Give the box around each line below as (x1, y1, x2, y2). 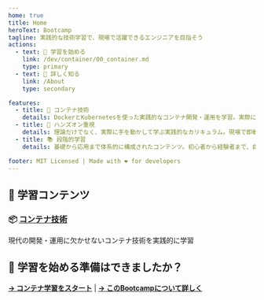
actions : (8, 41, 37, 49)
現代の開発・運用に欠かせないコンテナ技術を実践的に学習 (8, 235, 194, 245)
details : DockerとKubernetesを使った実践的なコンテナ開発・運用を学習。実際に (22, 113, 257, 122)
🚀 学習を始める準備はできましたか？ (8, 261, 183, 274)
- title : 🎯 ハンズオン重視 (15, 121, 96, 129)
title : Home (8, 19, 47, 27)
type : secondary (22, 84, 76, 93)
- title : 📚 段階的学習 (15, 135, 86, 143)
